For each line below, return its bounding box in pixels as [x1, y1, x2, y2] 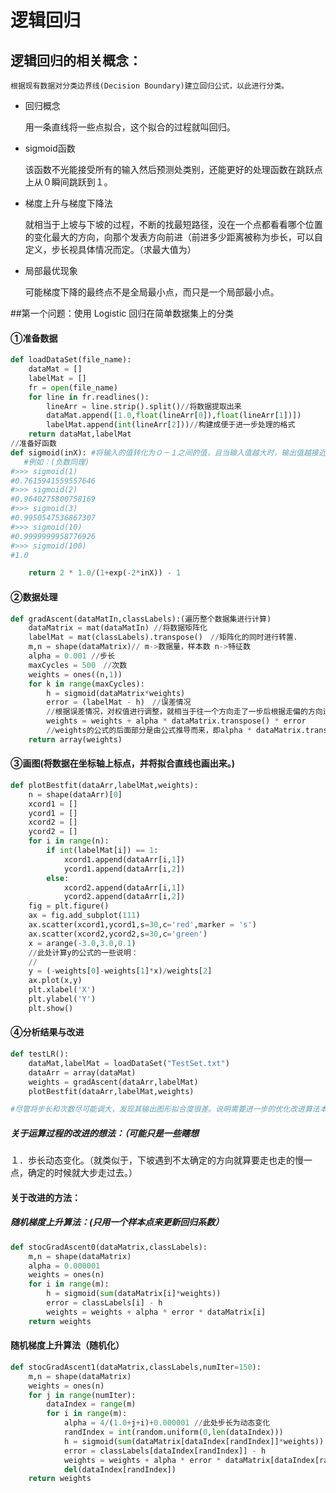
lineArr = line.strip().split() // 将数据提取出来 [46, 401, 242, 411]
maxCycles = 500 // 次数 [28, 660, 128, 670]
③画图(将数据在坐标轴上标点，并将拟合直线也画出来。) [10, 757, 236, 770]
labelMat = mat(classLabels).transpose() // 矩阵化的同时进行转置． [28, 632, 302, 643]
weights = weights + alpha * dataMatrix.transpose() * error [46, 716, 307, 726]
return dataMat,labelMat [28, 429, 132, 440]
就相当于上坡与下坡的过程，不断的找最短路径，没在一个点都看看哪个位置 [24, 219, 323, 230]
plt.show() [28, 1003, 74, 1013]
